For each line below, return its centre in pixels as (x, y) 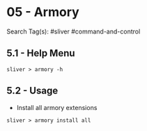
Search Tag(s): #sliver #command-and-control (73, 31)
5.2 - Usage (32, 91)
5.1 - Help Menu (41, 53)
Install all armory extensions (57, 107)
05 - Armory (43, 12)
